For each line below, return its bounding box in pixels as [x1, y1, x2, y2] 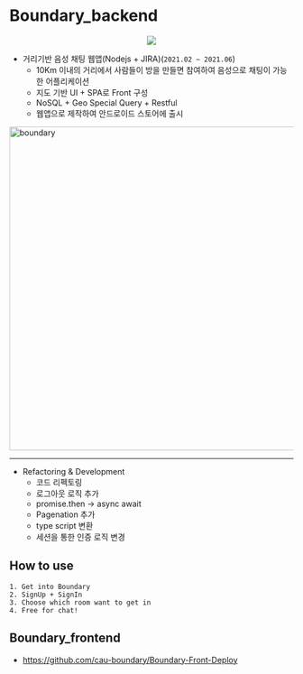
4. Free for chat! [9, 605, 78, 614]
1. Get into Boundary [9, 582, 91, 591]
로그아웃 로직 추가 [35, 488, 99, 499]
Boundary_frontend [9, 631, 121, 646]
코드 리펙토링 [35, 476, 83, 487]
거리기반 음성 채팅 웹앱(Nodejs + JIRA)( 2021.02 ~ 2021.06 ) [22, 53, 236, 64]
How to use [9, 559, 74, 574]
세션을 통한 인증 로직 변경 [35, 531, 126, 542]
